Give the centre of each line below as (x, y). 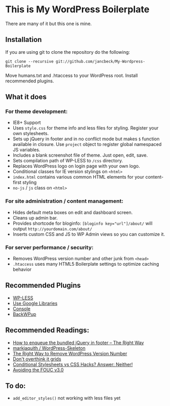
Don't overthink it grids (37, 359)
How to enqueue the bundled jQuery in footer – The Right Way (78, 343)
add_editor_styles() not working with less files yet (67, 398)
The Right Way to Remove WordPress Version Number (70, 353)
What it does (26, 97)
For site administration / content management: (65, 201)
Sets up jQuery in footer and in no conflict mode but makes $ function (86, 139)
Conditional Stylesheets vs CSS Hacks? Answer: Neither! (73, 364)
